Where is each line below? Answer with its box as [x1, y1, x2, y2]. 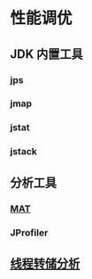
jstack [10, 145, 38, 158]
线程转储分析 [10, 256, 80, 271]
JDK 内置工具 [10, 46, 83, 62]
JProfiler [10, 226, 49, 239]
